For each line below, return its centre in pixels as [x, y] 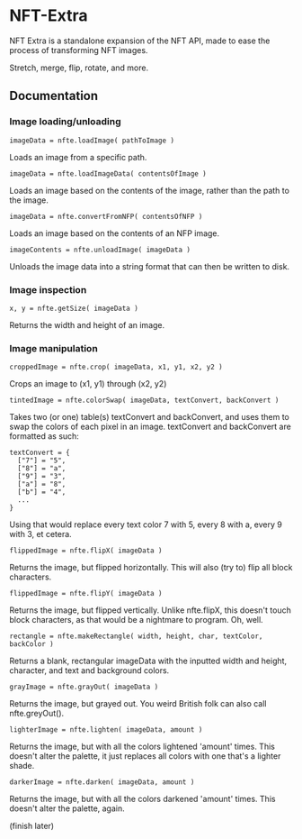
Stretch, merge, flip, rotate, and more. [79, 68]
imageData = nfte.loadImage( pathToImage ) [92, 141]
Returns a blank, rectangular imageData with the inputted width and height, [148, 661]
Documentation [54, 96]
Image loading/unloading [65, 122]
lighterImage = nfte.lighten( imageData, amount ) [106, 730]
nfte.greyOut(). [37, 714]
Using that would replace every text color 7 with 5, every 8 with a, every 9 [146, 524]
